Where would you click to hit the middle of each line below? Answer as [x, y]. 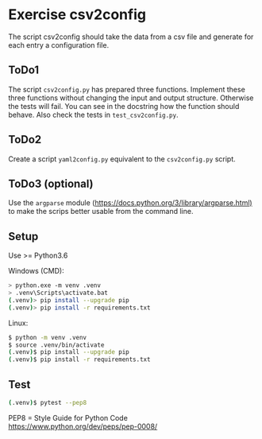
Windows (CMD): [37, 271]
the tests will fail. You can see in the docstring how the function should [124, 106]
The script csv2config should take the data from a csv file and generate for [131, 37]
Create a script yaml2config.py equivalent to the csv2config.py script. [122, 159]
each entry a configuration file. [59, 45]
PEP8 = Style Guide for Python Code [68, 418]
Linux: [18, 323]
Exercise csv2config [77, 15]
